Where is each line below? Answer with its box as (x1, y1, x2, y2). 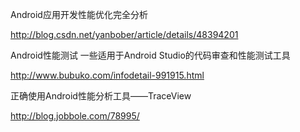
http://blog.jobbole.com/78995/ (10, 110, 140, 122)
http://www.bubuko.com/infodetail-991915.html (10, 69, 205, 81)
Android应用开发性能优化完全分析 (10, 9, 148, 20)
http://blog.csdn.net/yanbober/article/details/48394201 (10, 29, 239, 40)
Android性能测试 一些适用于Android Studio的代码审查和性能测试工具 (10, 49, 291, 61)
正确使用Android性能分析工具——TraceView (10, 90, 192, 102)
